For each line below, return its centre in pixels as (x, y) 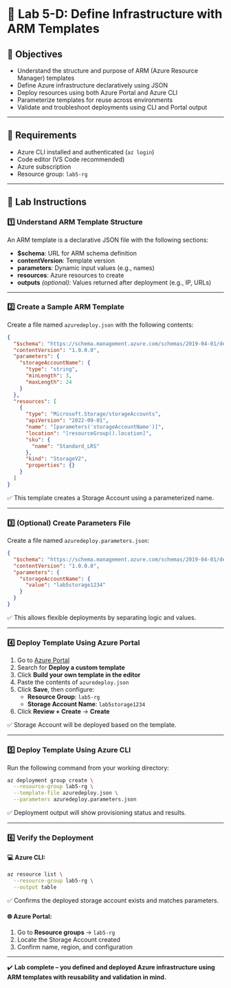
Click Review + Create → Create (63, 712)
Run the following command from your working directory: (88, 768)
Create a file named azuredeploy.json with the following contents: (100, 325)
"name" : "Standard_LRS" (66, 446)
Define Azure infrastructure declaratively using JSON (92, 85)
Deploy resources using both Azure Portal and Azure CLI (97, 93)
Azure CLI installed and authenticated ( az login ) (86, 152)
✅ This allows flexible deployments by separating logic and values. (102, 617)
